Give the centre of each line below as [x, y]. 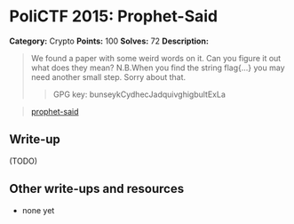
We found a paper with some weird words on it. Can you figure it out [156, 58]
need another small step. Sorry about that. [108, 76]
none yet [38, 210]
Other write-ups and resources [97, 189]
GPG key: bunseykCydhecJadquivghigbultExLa [139, 94]
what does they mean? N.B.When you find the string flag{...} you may [158, 68]
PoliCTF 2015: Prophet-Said [114, 16]
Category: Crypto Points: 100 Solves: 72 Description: [109, 41]
